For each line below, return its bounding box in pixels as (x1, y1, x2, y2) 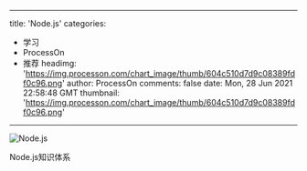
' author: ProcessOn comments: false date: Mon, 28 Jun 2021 (62, 78, 293, 88)
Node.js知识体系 (9, 152, 71, 162)
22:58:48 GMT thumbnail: (22, 87, 121, 98)
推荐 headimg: (22, 58, 78, 68)
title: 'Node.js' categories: (9, 18, 107, 28)
